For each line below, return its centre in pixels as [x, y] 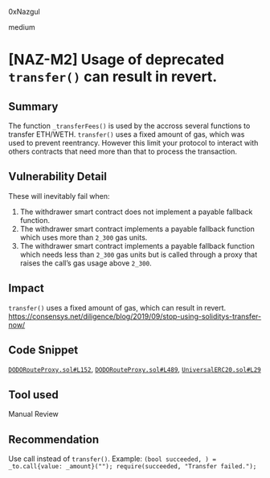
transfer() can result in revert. [113, 77]
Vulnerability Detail [57, 177]
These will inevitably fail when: [59, 196]
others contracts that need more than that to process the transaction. [123, 151]
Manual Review [33, 414]
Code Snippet [43, 350]
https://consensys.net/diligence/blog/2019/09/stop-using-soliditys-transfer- [135, 316]
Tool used [33, 395]
